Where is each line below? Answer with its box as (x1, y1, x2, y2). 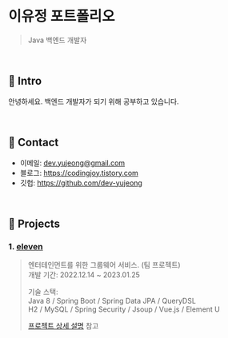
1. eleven (8, 241, 43, 252)
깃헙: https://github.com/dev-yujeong (19, 177, 142, 188)
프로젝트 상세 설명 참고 (27, 321, 99, 331)
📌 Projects (8, 217, 61, 230)
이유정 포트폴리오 (8, 7, 115, 26)
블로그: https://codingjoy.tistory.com (19, 168, 138, 177)
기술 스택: (27, 287, 58, 296)
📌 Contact (8, 136, 59, 149)
